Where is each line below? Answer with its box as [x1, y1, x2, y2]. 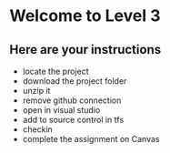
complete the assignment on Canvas [22, 134, 160, 144]
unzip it [22, 86, 51, 96]
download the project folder [22, 76, 127, 87]
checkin [22, 124, 53, 135]
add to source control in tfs [22, 115, 125, 125]
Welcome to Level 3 [9, 5, 161, 26]
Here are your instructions [9, 42, 162, 57]
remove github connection [22, 95, 122, 106]
